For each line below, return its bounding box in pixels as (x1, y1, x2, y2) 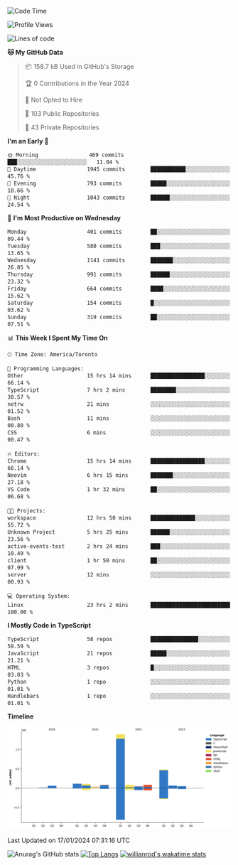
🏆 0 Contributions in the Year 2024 (24, 79, 130, 87)
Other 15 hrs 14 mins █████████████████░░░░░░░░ (7, 372, 231, 380)
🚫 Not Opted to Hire (24, 96, 83, 104)
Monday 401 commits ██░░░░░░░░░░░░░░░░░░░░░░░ (7, 228, 231, 235)
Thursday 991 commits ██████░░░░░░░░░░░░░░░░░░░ (7, 271, 231, 278)
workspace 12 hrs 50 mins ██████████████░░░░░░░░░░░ (7, 515, 231, 522)
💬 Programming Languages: (7, 365, 84, 372)
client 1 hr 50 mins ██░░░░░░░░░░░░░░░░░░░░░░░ (7, 557, 231, 564)
